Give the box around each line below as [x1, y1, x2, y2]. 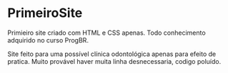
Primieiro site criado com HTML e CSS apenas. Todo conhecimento [7, 28, 206, 37]
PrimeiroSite [7, 5, 83, 21]
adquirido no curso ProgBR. [7, 35, 89, 44]
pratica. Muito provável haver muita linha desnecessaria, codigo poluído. [7, 57, 222, 65]
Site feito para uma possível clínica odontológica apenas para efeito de [7, 50, 217, 58]
